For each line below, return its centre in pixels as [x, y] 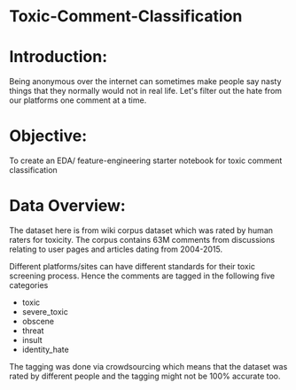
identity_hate [45, 349]
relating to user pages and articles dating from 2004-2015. [116, 249]
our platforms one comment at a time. [78, 100]
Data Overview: [67, 206]
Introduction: [58, 57]
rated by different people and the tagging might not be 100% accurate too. [145, 376]
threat [33, 331]
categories [29, 285]
